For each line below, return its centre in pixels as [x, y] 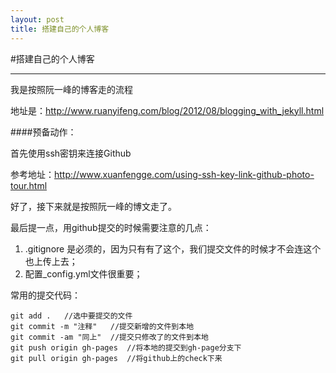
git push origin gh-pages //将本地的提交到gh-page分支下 [126, 347]
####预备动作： [43, 132]
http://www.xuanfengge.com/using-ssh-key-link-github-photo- [184, 174]
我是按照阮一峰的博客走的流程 [71, 89]
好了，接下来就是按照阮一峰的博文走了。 [93, 206]
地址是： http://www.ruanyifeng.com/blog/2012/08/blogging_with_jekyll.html [167, 110]
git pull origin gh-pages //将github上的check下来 [116, 358]
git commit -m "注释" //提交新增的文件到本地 [102, 326]
